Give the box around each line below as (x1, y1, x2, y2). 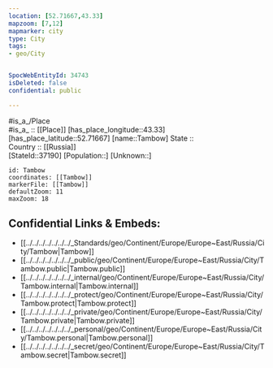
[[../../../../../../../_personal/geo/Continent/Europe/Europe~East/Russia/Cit (19, 324, 262, 334)
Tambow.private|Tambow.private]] (19, 316, 136, 326)
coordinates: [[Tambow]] (8, 173, 93, 181)
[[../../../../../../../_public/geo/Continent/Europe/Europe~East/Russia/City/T (19, 255, 265, 265)
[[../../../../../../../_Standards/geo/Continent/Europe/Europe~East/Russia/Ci (19, 238, 265, 248)
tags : (8, 42, 27, 50)
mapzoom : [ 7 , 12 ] (8, 19, 63, 28)
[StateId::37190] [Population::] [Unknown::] (8, 150, 152, 160)
